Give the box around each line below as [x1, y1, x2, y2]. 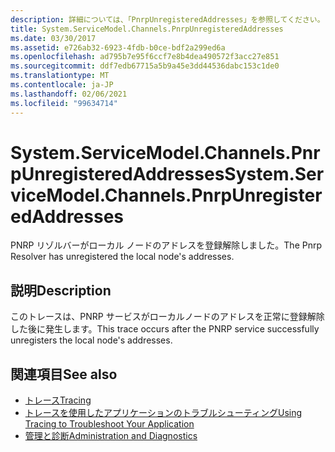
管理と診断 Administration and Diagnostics [24, 430, 198, 442]
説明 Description [10, 282, 112, 299]
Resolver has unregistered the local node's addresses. [10, 251, 235, 263]
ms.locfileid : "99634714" [10, 98, 118, 108]
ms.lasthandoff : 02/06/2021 [10, 89, 128, 99]
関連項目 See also [10, 366, 118, 383]
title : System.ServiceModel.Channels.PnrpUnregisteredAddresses [10, 24, 284, 34]
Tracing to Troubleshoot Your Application [24, 418, 195, 430]
